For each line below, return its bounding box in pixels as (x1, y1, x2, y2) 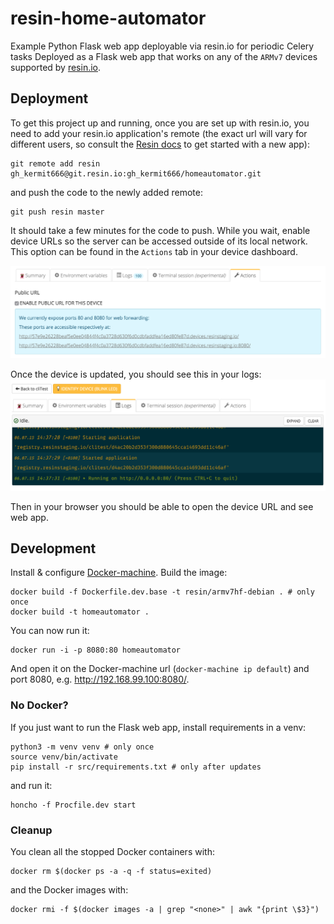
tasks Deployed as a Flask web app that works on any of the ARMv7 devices (10, 50, 318, 62)
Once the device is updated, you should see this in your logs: (10, 368, 262, 380)
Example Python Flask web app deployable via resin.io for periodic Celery (10, 40, 315, 52)
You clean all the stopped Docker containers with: (10, 845, 215, 857)
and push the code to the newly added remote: (10, 186, 203, 198)
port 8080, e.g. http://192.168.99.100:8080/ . (10, 673, 190, 686)
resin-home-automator (10, 7, 207, 30)
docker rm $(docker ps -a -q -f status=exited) (10, 866, 213, 876)
